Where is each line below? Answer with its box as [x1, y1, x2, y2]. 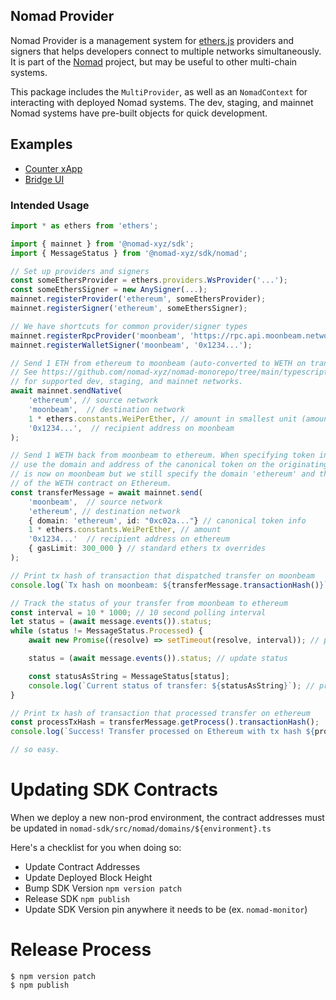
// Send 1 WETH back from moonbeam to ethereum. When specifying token [10, 450, 315, 461]
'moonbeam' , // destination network [28, 404, 186, 414]
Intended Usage [10, 198, 90, 212]
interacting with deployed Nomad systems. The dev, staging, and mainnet [10, 96, 314, 108]
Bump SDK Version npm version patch [24, 882, 182, 894]
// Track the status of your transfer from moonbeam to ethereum [10, 598, 288, 608]
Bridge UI [24, 173, 65, 185]
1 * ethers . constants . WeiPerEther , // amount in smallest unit [28, 414, 298, 424]
